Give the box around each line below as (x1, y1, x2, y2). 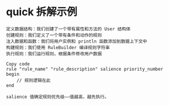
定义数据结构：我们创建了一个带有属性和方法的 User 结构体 (6, 26, 131, 32)
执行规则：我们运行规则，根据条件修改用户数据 (6, 51, 102, 57)
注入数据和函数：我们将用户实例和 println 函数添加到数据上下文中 (6, 38, 147, 44)
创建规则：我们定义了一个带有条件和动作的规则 (6, 32, 102, 38)
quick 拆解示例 (6, 5, 78, 19)
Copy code (6, 61, 30, 67)
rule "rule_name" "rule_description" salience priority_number (6, 66, 164, 72)
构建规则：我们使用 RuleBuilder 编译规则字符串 (6, 44, 110, 50)
